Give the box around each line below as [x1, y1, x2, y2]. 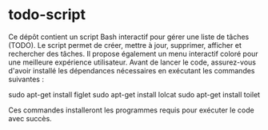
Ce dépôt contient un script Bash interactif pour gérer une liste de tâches [8, 32, 250, 41]
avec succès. [8, 113, 52, 123]
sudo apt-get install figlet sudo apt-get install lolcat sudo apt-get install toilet [8, 89, 261, 99]
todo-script [8, 6, 86, 24]
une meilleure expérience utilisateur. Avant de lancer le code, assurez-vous [8, 57, 256, 67]
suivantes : [8, 74, 44, 84]
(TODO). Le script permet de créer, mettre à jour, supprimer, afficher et [8, 40, 242, 49]
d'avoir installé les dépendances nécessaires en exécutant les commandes [8, 65, 255, 75]
